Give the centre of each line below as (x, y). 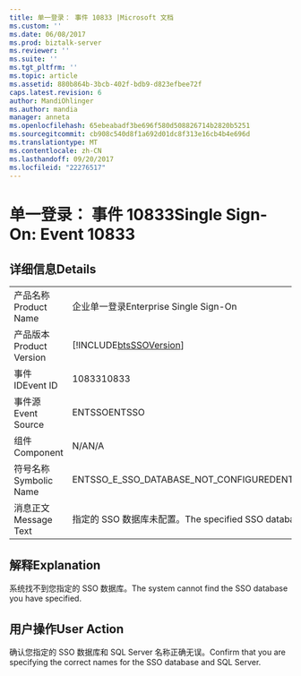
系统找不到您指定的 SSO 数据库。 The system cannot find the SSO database (149, 588)
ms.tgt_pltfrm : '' (43, 68)
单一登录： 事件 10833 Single (116, 214)
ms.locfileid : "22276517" (57, 167)
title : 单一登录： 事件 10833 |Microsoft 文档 (92, 17)
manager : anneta (39, 117)
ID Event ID (36, 386)
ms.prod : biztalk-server (56, 43)
